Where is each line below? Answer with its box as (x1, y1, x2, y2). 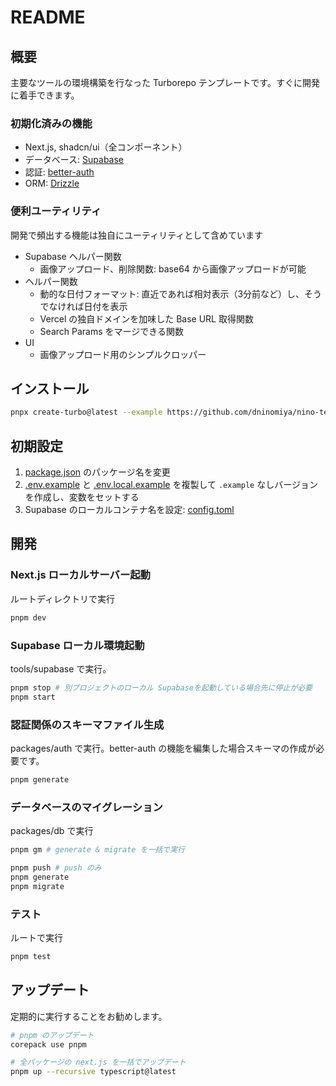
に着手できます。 (10, 89, 80, 101)
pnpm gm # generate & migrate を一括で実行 (10, 845, 185, 855)
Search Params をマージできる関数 (39, 325, 184, 337)
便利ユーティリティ (10, 204, 102, 218)
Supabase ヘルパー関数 (24, 250, 122, 262)
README (10, 6, 86, 29)
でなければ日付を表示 (39, 300, 128, 312)
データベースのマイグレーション (10, 800, 163, 814)
